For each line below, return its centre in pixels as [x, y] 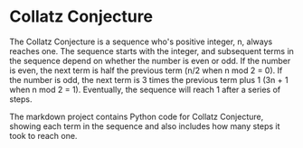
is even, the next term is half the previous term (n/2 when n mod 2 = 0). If [146, 70]
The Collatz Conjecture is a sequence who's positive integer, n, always [141, 42]
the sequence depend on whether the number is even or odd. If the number [150, 60]
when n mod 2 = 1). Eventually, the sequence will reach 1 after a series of [145, 89]
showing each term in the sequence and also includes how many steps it [145, 126]
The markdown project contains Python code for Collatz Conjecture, [137, 116]
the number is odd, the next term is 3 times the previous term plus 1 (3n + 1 [149, 79]
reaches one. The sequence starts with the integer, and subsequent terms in [151, 51]
